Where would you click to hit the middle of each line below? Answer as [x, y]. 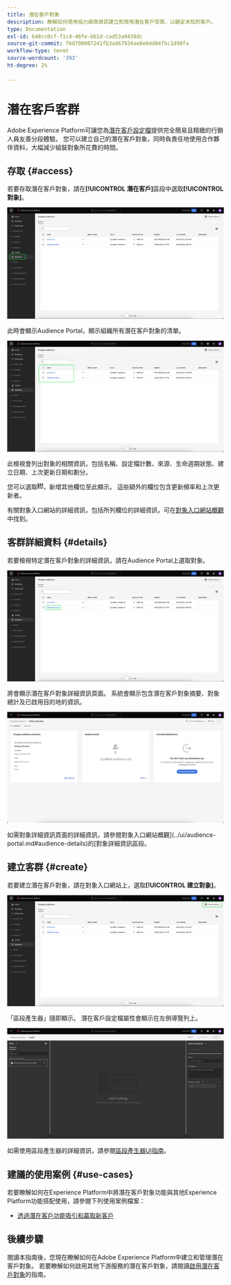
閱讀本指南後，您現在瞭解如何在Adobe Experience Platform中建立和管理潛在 [115, 1257]
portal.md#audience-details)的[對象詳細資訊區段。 [79, 843]
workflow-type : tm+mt [38, 51]
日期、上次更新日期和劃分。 [52, 472]
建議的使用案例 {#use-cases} [70, 1175]
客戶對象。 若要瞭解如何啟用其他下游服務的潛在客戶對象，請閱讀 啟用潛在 [110, 1266]
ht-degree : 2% [27, 65]
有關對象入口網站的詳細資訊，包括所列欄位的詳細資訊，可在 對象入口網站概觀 [115, 510]
